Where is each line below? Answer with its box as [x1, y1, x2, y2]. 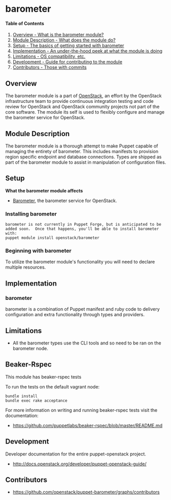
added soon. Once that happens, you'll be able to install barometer [5, 226, 159, 232]
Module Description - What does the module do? [12, 37, 116, 44]
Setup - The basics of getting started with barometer [12, 42, 124, 49]
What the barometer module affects [5, 187, 83, 193]
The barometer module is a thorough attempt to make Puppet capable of [5, 143, 158, 149]
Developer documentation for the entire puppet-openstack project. [5, 451, 146, 457]
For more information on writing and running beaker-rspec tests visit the [5, 407, 158, 413]
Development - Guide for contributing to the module [12, 59, 123, 65]
